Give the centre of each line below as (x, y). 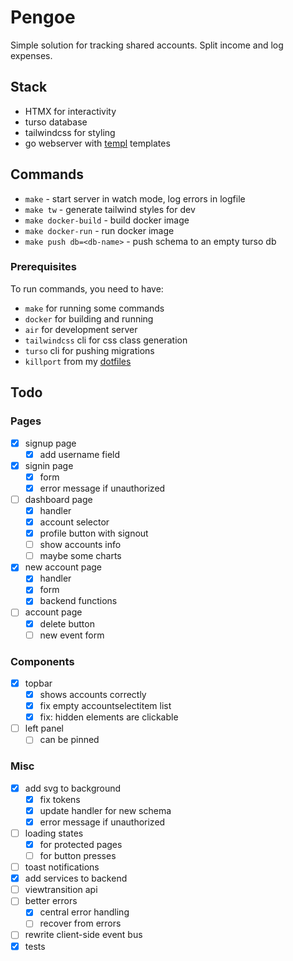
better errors (51, 901)
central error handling (84, 912)
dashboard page (58, 499)
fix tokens (60, 799)
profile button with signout (94, 533)
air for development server (81, 329)
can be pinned (69, 740)
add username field (80, 454)
